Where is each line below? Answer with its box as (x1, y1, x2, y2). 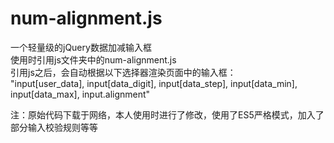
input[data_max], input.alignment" (10, 88, 151, 100)
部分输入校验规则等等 (10, 121, 98, 133)
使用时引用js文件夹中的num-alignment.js (10, 53, 177, 66)
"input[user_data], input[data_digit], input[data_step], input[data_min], (10, 77, 298, 89)
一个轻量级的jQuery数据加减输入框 (10, 41, 152, 53)
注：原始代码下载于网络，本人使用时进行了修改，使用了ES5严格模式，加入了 (10, 108, 325, 121)
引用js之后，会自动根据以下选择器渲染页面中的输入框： (10, 66, 237, 78)
